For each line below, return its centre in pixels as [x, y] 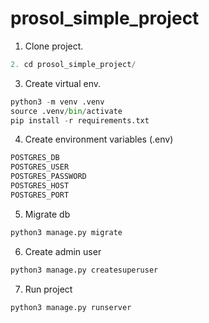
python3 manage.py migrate [66, 232]
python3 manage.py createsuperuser [84, 270]
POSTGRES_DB [35, 158]
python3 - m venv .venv [57, 102]
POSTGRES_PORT [40, 195]
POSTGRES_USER [40, 167]
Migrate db [47, 214]
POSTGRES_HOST [40, 186]
